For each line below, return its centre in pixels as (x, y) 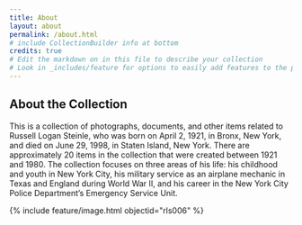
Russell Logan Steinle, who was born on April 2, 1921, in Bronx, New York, (146, 135)
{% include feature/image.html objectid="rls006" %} (107, 210)
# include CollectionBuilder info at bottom (94, 43)
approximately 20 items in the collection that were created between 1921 (143, 155)
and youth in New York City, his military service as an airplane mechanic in (147, 174)
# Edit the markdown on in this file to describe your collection (136, 59)
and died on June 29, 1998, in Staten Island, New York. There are (129, 145)
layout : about (36, 26)
